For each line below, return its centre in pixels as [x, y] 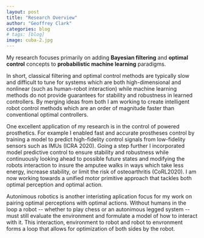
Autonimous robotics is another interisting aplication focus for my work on [99, 196]
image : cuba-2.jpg [30, 40]
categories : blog [28, 29]
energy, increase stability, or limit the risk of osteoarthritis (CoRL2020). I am [101, 172]
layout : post [23, 12]
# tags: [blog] [26, 35]
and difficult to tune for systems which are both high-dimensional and [94, 82]
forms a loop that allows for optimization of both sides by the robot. [91, 229]
